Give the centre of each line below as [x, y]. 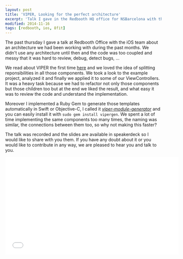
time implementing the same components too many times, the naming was [81, 120]
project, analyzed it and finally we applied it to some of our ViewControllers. [83, 78]
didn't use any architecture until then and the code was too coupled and [79, 53]
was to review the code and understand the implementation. [66, 94]
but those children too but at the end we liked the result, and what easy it [80, 89]
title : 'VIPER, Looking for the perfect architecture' [63, 14]
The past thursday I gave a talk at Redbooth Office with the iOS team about [82, 42]
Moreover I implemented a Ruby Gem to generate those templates [72, 104]
